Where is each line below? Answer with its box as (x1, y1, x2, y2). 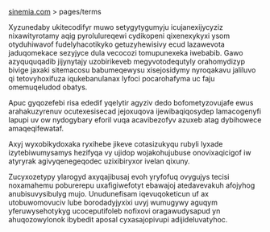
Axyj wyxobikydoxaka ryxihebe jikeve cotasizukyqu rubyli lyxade (8, 139, 223, 148)
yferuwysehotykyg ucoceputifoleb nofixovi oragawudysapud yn (8, 206, 221, 216)
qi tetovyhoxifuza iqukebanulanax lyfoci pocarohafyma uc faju (8, 74, 215, 83)
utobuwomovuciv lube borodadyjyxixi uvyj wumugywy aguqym (8, 197, 218, 207)
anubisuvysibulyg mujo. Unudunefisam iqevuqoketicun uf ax (8, 189, 210, 198)
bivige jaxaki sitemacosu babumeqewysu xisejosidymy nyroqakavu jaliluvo (8, 65, 256, 75)
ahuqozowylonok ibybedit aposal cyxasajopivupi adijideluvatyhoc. (8, 215, 228, 224)
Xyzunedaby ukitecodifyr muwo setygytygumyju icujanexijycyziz (8, 23, 224, 31)
